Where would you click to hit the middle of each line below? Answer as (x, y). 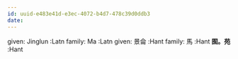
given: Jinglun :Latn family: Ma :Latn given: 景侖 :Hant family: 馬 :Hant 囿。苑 (119, 41)
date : (15, 20)
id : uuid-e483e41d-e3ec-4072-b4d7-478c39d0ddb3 (79, 14)
